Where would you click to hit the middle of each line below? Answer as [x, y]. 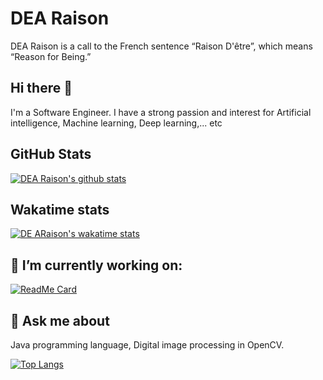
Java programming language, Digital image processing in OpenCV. [147, 345]
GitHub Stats [51, 154]
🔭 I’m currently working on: [96, 265]
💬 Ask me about [60, 320]
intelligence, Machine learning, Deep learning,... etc [116, 123]
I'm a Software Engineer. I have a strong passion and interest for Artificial [161, 112]
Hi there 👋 [41, 88]
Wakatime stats [60, 209]
